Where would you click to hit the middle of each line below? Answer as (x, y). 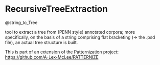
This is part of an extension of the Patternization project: (62, 52)
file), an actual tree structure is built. (42, 42)
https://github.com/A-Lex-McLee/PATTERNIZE (52, 57)
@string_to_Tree (21, 22)
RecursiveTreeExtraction (57, 9)
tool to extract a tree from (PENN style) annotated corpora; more (70, 32)
